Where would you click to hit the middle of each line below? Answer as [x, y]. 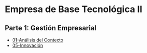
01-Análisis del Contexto [38, 40]
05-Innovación [28, 45]
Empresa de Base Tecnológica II [73, 9]
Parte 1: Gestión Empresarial [51, 28]
